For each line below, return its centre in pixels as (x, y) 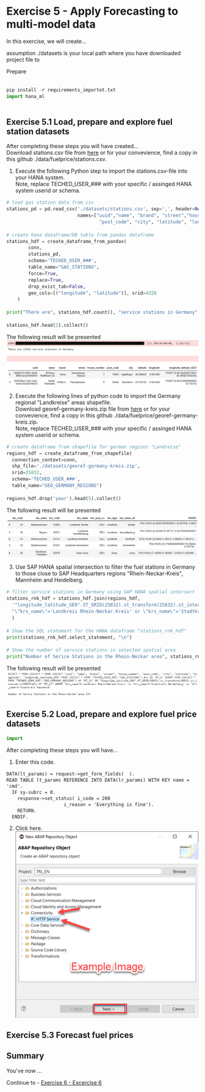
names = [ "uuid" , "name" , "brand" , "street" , (132, 215)
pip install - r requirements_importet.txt (61, 90)
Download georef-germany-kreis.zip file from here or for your (93, 409)
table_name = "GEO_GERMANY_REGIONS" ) (57, 486)
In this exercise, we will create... (46, 41)
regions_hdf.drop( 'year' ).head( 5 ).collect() (64, 498)
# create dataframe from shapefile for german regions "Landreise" (94, 447)
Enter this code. (35, 762)
